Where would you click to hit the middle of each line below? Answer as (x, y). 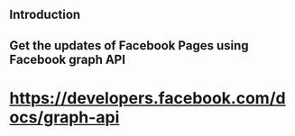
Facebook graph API (68, 59)
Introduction (45, 15)
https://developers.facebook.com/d (147, 98)
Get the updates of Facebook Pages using (129, 45)
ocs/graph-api (65, 117)
